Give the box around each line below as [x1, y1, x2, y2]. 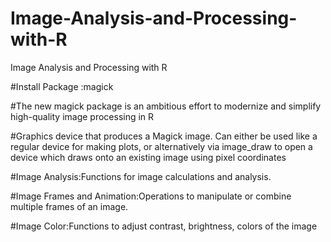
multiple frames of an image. [10, 200, 129, 212]
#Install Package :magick [10, 80, 114, 92]
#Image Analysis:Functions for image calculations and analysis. [10, 170, 272, 182]
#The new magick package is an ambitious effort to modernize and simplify [10, 100, 322, 112]
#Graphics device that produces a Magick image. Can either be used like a [10, 130, 318, 142]
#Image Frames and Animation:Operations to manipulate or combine [10, 190, 292, 202]
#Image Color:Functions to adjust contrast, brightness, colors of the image [10, 220, 318, 232]
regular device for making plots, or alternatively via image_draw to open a [10, 140, 313, 152]
